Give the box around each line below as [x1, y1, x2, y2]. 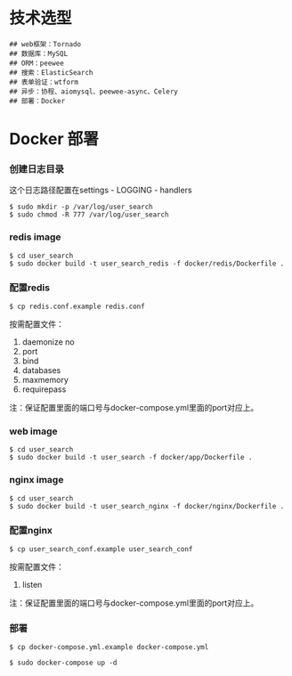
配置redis [9, 281, 51, 294]
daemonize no [21, 337, 76, 347]
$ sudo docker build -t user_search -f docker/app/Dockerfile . [9, 453, 253, 462]
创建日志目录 [9, 163, 65, 175]
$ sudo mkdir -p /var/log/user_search [9, 202, 153, 212]
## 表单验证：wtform [9, 77, 78, 86]
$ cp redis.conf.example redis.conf [9, 302, 145, 312]
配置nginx [9, 524, 53, 536]
